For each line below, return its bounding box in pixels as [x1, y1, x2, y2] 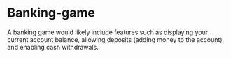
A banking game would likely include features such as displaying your [7, 28, 209, 36]
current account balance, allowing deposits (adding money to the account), [7, 35, 225, 43]
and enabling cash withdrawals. [7, 43, 99, 51]
